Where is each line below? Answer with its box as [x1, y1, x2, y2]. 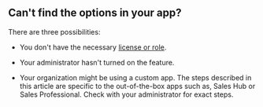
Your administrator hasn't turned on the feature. [19, 57, 175, 67]
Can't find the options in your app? [8, 6, 183, 20]
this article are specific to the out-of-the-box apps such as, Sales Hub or [19, 81, 256, 90]
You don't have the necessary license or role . [19, 42, 167, 52]
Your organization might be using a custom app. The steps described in [19, 72, 252, 82]
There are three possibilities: [8, 27, 101, 36]
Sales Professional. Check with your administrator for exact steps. [19, 90, 234, 99]
